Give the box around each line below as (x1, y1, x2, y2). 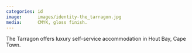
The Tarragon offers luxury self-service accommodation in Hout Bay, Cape (6, 36, 186, 43)
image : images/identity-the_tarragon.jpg (6, 14, 122, 20)
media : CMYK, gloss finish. (6, 19, 88, 25)
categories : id (6, 8, 43, 15)
